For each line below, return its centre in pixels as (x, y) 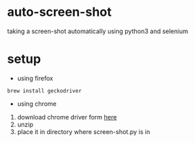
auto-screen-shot (59, 12)
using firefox (35, 78)
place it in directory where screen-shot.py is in (84, 131)
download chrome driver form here (67, 117)
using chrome (37, 104)
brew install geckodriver (44, 90)
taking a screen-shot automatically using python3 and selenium (98, 31)
